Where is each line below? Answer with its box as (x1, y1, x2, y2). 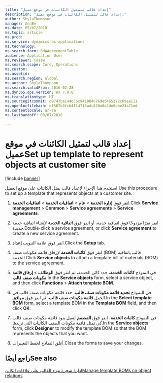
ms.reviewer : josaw (5, 58, 45, 63)
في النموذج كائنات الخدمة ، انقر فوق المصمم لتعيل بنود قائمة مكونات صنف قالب (12, 314, 157, 320)
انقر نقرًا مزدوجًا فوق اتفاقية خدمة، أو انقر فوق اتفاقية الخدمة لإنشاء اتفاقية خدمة (12, 220, 159, 226)
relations (5, 373, 23, 379)
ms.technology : (5, 44, 36, 49)
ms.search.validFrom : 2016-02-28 (5, 85, 74, 90)
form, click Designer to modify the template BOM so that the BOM (12, 325, 147, 331)
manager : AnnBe (5, 21, 36, 26)
